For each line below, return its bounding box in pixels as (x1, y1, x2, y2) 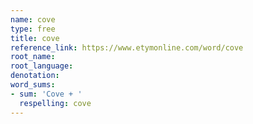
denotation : (10, 71, 60, 81)
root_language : (10, 61, 74, 71)
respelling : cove (19, 98, 92, 108)
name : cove (10, 14, 56, 25)
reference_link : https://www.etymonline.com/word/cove (10, 42, 244, 53)
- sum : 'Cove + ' (10, 89, 83, 99)
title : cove (10, 33, 60, 43)
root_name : (10, 52, 56, 62)
